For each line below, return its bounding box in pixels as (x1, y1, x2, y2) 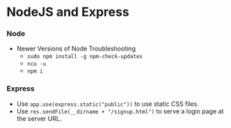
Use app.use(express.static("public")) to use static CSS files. (16, 100, 199, 108)
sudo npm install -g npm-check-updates (26, 53, 143, 60)
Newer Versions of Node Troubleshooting (16, 44, 136, 53)
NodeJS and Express (6, 4, 129, 20)
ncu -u (26, 60, 47, 68)
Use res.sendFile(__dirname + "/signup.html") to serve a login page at (16, 107, 224, 115)
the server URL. (16, 114, 62, 122)
